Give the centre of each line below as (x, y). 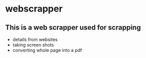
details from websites (35, 39)
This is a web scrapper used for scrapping (73, 27)
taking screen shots (33, 45)
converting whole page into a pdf (47, 50)
